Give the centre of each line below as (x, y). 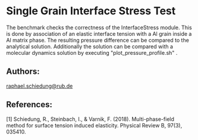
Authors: (23, 72)
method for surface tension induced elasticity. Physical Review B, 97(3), (94, 125)
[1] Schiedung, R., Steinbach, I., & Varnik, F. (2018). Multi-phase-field (90, 119)
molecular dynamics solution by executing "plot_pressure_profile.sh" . (92, 52)
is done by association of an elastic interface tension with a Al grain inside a (99, 33)
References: (29, 105)
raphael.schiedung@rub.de (40, 86)
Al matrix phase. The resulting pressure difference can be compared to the (98, 40)
